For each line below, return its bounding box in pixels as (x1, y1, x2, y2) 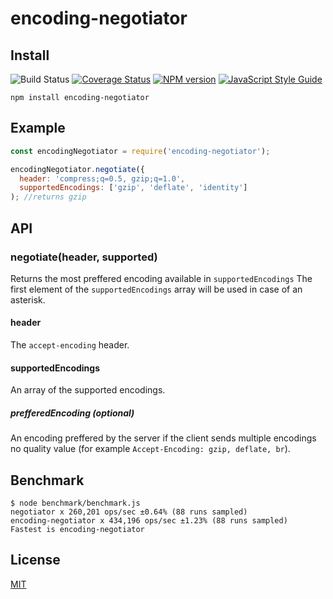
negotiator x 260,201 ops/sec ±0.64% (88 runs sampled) (10, 507, 248, 517)
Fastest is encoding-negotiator (10, 525, 145, 535)
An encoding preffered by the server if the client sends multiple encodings (10, 432, 317, 444)
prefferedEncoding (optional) (10, 407, 135, 419)
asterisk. (10, 293, 46, 306)
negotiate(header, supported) (10, 250, 158, 264)
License (10, 552, 61, 569)
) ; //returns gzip (10, 192, 87, 202)
